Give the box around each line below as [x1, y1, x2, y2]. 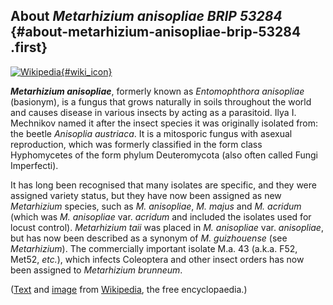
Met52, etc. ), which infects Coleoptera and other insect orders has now [10, 253, 305, 265]
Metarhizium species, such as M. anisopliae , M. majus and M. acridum [10, 200, 302, 212]
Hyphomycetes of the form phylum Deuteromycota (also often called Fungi [10, 149, 318, 161]
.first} [10, 39, 48, 56]
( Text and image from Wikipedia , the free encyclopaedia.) [10, 283, 248, 295]
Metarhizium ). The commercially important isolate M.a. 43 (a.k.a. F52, [10, 242, 298, 254]
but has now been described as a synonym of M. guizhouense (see [10, 232, 288, 244]
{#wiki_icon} [60, 65, 113, 78]
